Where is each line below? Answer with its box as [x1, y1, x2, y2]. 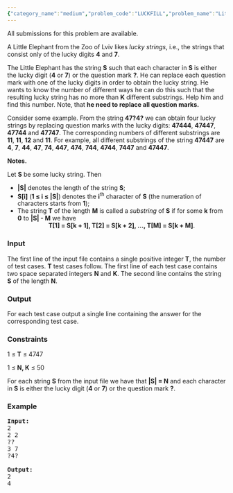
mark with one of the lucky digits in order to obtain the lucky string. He [7, 78, 209, 87]
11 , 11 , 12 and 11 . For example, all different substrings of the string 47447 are [7, 136, 225, 144]
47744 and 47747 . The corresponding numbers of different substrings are [7, 128, 221, 137]
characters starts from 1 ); [17, 199, 90, 208]
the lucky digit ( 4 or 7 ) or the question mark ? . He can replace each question [7, 71, 226, 79]
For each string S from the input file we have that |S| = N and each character [7, 377, 226, 386]
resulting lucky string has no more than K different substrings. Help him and [7, 93, 224, 101]
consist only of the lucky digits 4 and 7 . [7, 50, 120, 58]
